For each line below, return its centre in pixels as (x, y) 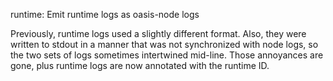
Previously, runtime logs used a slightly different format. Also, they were (158, 33)
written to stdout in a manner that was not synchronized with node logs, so (164, 44)
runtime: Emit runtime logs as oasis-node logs (105, 14)
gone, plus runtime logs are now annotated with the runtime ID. (140, 65)
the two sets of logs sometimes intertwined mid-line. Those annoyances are (167, 55)
